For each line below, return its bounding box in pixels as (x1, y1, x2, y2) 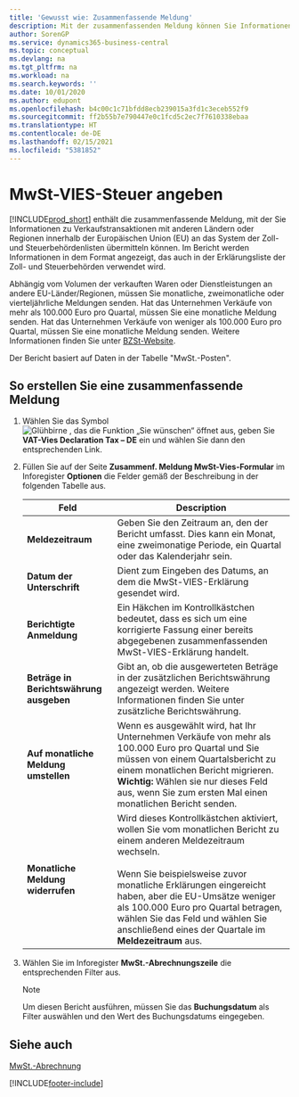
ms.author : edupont (9, 95, 82, 105)
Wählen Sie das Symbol (21, 416, 109, 426)
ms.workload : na (9, 71, 69, 80)
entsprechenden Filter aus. (21, 967, 122, 977)
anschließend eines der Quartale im (117, 924, 266, 936)
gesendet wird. (117, 587, 180, 599)
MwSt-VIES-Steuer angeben (9, 184, 224, 204)
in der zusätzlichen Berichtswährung (117, 672, 271, 684)
